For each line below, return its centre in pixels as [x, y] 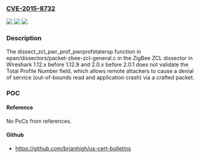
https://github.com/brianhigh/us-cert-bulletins [73, 148]
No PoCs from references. [39, 121]
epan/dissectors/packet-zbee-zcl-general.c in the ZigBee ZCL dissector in [100, 58]
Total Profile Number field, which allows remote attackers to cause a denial [100, 70]
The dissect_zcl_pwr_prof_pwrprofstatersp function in [74, 51]
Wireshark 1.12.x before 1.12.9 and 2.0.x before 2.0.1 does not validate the [97, 64]
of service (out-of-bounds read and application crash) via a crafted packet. [100, 77]
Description [24, 38]
